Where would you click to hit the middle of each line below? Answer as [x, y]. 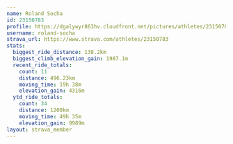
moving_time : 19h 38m [50, 84]
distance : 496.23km [47, 78]
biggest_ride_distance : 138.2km [60, 53]
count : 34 [33, 104]
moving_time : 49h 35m [50, 116]
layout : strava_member [39, 129]
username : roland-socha [41, 33]
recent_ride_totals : [42, 65]
